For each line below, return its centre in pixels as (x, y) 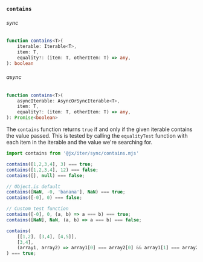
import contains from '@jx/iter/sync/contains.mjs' (72, 153)
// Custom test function (37, 209)
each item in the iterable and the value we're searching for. (79, 143)
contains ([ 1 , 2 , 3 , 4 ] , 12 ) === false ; (52, 170)
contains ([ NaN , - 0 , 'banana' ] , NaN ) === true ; (66, 192)
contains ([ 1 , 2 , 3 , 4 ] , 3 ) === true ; (50, 164)
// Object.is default (34, 186)
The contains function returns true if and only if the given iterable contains (99, 129)
